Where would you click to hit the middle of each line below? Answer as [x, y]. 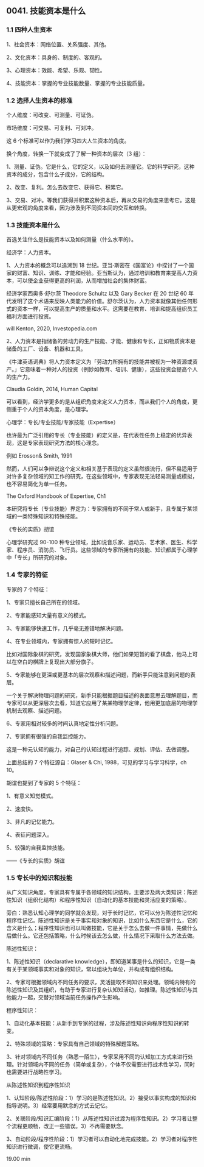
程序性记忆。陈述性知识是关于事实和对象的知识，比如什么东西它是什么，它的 [102, 920]
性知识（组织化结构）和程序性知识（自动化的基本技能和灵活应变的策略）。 [98, 899]
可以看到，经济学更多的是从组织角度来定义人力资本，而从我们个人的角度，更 [102, 402]
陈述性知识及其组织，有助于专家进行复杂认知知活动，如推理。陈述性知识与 [99, 990]
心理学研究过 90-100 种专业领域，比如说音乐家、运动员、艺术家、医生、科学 [102, 542]
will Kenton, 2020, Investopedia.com [52, 328]
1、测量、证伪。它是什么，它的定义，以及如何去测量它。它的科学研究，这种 [100, 166]
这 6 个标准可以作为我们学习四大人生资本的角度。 [68, 140]
